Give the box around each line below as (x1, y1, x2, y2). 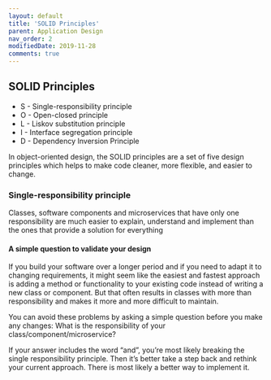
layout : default (8, 11, 63, 20)
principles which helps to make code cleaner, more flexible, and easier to (8, 160, 253, 170)
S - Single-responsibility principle (19, 101, 132, 111)
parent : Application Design (8, 27, 104, 35)
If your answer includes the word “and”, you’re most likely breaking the (8, 345, 245, 355)
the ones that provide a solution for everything (8, 225, 164, 235)
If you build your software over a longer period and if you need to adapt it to (8, 262, 262, 272)
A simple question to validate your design (8, 243, 152, 253)
